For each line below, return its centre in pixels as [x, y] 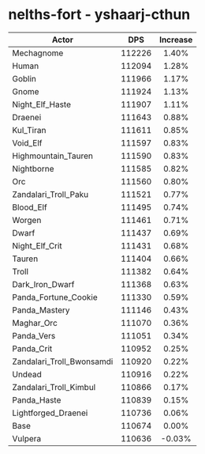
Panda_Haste [37, 399]
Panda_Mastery [41, 310]
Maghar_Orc [35, 323]
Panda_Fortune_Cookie [55, 297]
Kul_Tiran [29, 130]
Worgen [27, 220]
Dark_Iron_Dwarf [43, 284]
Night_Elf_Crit [37, 245]
